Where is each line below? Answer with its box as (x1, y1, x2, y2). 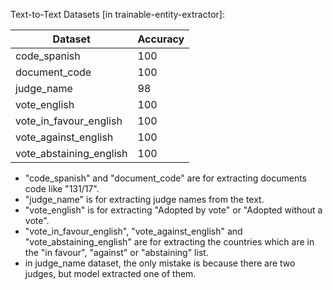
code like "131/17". (24, 183, 100, 194)
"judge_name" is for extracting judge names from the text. (24, 194, 265, 205)
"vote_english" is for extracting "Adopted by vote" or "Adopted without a (24, 204, 323, 216)
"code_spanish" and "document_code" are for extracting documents (24, 172, 308, 184)
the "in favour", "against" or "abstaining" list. (24, 247, 209, 258)
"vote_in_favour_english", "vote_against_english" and (24, 225, 243, 237)
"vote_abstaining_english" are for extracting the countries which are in (24, 236, 315, 248)
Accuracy (137, 32, 185, 46)
